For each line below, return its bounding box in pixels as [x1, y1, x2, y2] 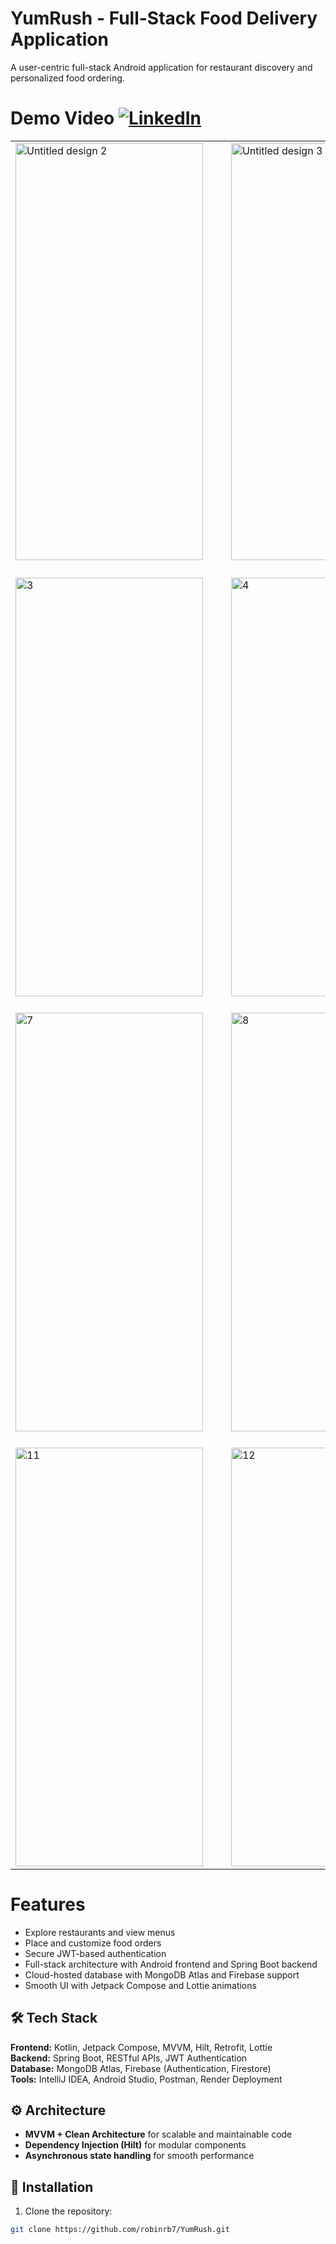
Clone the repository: [24, 2205, 113, 2217]
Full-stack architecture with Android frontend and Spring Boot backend [24, 1958, 318, 1970]
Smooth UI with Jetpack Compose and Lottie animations [24, 1979, 257, 1991]
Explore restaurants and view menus [24, 1926, 176, 1938]
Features [10, 1893, 86, 1916]
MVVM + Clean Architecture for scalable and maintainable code [24, 2128, 293, 2141]
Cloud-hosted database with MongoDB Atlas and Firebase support [24, 1968, 300, 1981]
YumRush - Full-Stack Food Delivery [10, 7, 318, 30]
